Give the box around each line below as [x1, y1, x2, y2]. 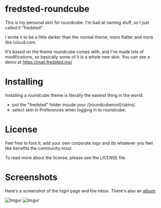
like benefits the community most [5, 145, 72, 151]
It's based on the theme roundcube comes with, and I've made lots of [5, 49, 144, 55]
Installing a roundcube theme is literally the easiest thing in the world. [5, 92, 144, 98]
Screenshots [5, 172, 58, 183]
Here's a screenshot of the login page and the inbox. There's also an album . [5, 188, 157, 193]
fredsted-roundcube [5, 3, 90, 15]
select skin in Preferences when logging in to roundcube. [12, 107, 126, 113]
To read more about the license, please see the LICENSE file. [5, 154, 127, 160]
